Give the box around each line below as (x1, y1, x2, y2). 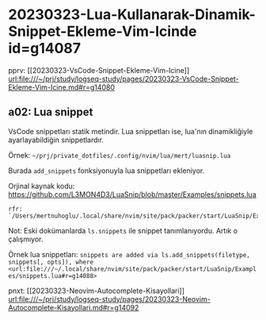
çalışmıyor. (8, 234, 44, 244)
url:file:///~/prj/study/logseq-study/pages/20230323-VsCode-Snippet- (8, 74, 239, 83)
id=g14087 (8, 40, 82, 57)
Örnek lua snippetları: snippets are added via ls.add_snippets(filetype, (8, 249, 251, 259)
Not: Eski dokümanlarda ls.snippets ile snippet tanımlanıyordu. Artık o (8, 226, 238, 235)
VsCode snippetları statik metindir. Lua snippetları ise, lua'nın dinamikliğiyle (8, 126, 253, 136)
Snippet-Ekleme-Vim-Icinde (8, 22, 197, 40)
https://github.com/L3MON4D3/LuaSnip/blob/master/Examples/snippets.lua (8, 189, 256, 199)
